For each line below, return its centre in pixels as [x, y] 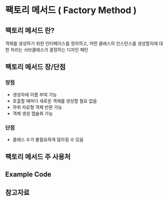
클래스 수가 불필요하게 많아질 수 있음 [48, 139]
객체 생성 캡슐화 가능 [33, 113]
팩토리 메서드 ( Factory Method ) [71, 10]
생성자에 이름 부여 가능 [35, 94]
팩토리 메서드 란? [30, 30]
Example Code [28, 174]
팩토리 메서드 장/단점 [35, 67]
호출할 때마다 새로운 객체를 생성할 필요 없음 [55, 100]
